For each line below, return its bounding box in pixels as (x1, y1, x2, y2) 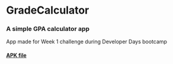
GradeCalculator (6, 4, 89, 17)
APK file (6, 52, 27, 59)
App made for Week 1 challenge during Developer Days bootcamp (6, 38, 168, 45)
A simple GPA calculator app (6, 25, 90, 33)
